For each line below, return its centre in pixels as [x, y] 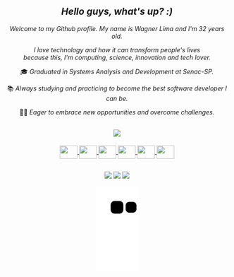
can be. [117, 98]
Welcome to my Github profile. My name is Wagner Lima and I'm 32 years [117, 28]
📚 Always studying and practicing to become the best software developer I [117, 88]
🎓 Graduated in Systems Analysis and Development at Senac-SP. [117, 71]
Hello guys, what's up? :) [117, 12]
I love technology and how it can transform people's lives [117, 49]
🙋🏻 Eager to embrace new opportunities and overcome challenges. [117, 112]
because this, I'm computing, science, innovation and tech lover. [117, 57]
